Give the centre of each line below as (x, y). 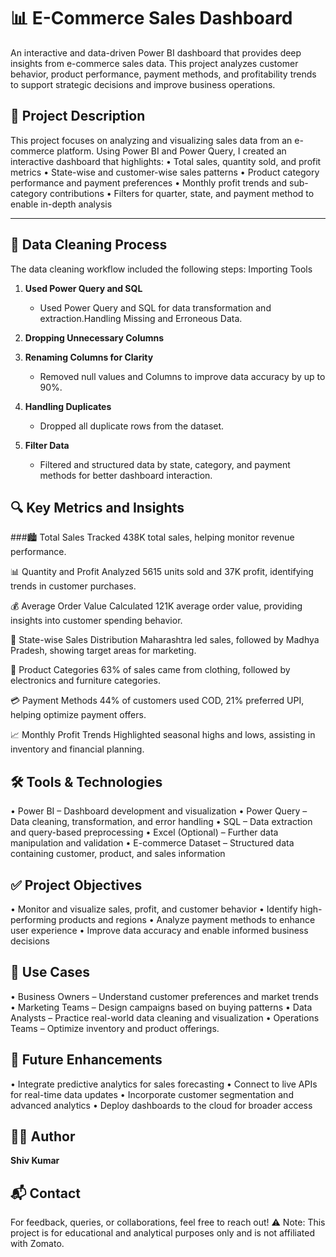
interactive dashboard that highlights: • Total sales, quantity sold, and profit (166, 161)
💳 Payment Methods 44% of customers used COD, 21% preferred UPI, (157, 701)
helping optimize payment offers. (78, 715)
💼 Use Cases (50, 972)
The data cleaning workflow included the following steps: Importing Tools (161, 269)
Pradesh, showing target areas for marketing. (103, 651)
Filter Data (47, 445)
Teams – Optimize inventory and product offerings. (115, 1028)
